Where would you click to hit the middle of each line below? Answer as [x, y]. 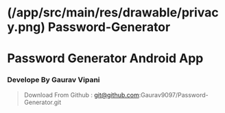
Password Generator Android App [105, 59]
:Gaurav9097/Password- [174, 95]
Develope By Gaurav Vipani [54, 80]
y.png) [26, 27]
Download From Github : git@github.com [81, 95]
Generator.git [43, 102]
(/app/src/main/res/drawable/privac [113, 13]
